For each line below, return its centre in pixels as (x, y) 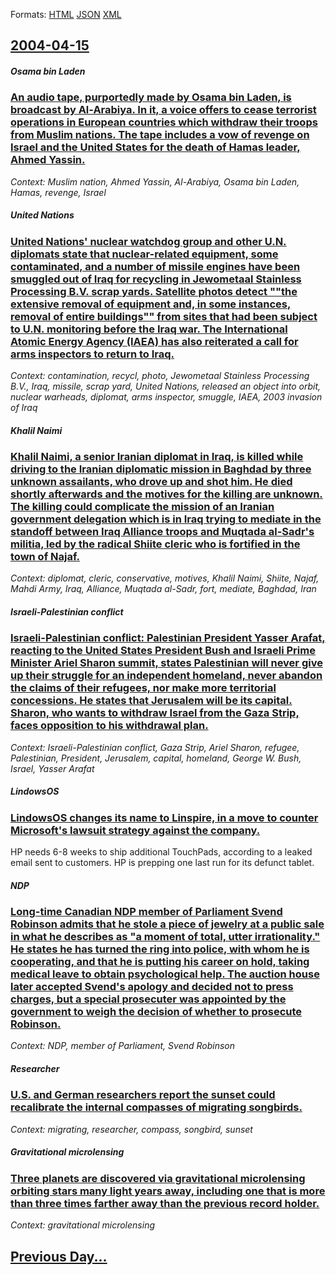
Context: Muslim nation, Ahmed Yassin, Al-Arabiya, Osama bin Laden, (155, 181)
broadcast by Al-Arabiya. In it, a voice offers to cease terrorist (163, 110)
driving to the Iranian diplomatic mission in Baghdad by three (161, 469)
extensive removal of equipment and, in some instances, (151, 304)
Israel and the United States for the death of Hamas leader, (155, 147)
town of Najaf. (45, 557)
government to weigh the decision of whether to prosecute (156, 1012)
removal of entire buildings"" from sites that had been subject (164, 316)
